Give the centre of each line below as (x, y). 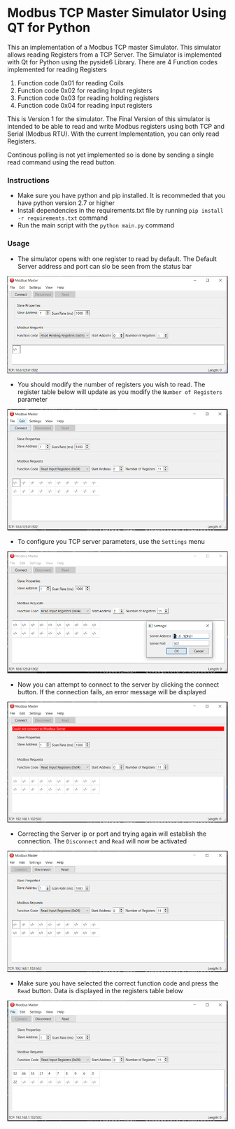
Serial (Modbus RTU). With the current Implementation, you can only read (113, 134)
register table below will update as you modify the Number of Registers (120, 392)
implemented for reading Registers (57, 69)
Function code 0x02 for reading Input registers (85, 90)
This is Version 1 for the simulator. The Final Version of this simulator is (109, 119)
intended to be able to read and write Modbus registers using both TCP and (116, 126)
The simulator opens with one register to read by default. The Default (117, 259)
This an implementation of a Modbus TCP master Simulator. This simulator (114, 47)
